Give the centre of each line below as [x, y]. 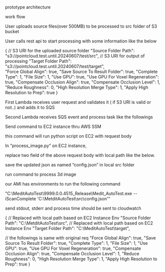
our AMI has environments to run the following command [63, 184]
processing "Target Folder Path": [38, 61]
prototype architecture [28, 7]
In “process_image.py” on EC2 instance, [46, 146]
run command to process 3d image [41, 174]
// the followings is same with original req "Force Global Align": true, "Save [81, 238]
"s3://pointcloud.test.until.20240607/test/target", [55, 66]
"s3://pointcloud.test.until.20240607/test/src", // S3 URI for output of [75, 56]
